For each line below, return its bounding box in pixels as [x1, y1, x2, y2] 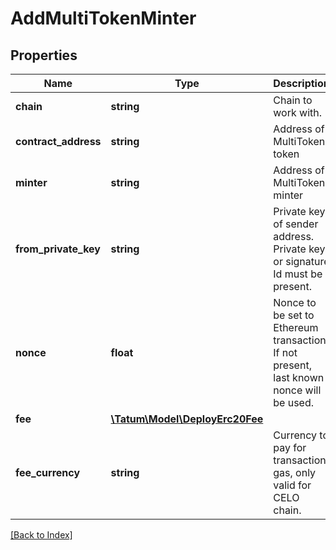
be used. [273, 396, 315, 409]
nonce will [273, 383, 322, 397]
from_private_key [15, 242, 101, 256]
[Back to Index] [10, 529, 73, 541]
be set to [273, 308, 315, 322]
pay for [273, 441, 307, 454]
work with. [273, 106, 322, 119]
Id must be [273, 267, 323, 281]
